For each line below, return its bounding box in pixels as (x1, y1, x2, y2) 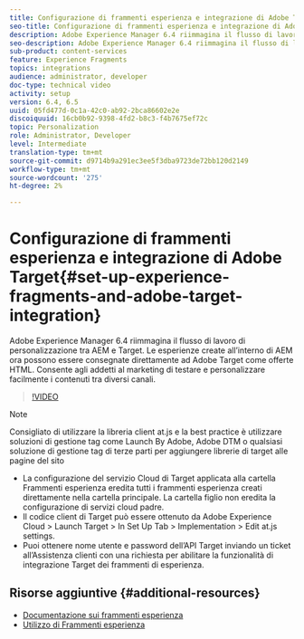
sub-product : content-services (9, 47, 128, 56)
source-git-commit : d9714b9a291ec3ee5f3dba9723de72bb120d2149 (9, 156, 249, 166)
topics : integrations (9, 64, 91, 73)
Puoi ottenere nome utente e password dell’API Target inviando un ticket (22, 540, 291, 551)
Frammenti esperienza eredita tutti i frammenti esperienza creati (22, 482, 262, 493)
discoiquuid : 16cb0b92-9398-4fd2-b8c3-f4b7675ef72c (9, 114, 208, 123)
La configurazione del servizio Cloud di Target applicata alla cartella (22, 472, 276, 484)
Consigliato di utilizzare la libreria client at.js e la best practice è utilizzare (9, 426, 282, 437)
